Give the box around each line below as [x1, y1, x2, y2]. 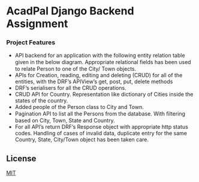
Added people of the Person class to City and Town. [14, 104, 144, 111]
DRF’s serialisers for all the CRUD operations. [14, 84, 127, 92]
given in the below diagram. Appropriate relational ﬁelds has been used [14, 59, 191, 66]
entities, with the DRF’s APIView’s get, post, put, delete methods [14, 78, 173, 85]
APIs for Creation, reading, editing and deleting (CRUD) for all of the [14, 72, 183, 79]
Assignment [6, 17, 68, 31]
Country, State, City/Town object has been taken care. [14, 136, 149, 143]
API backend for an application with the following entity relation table [14, 52, 185, 59]
